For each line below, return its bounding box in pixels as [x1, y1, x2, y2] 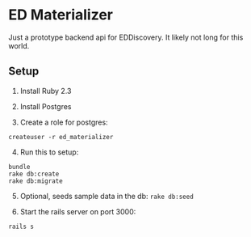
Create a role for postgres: [19, 117, 108, 127]
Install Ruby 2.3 [19, 86, 72, 95]
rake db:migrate [8, 176, 63, 185]
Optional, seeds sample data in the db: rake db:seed [19, 191, 194, 201]
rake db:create [8, 170, 60, 178]
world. [8, 40, 30, 50]
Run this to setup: [19, 147, 79, 157]
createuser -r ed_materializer [8, 133, 114, 141]
